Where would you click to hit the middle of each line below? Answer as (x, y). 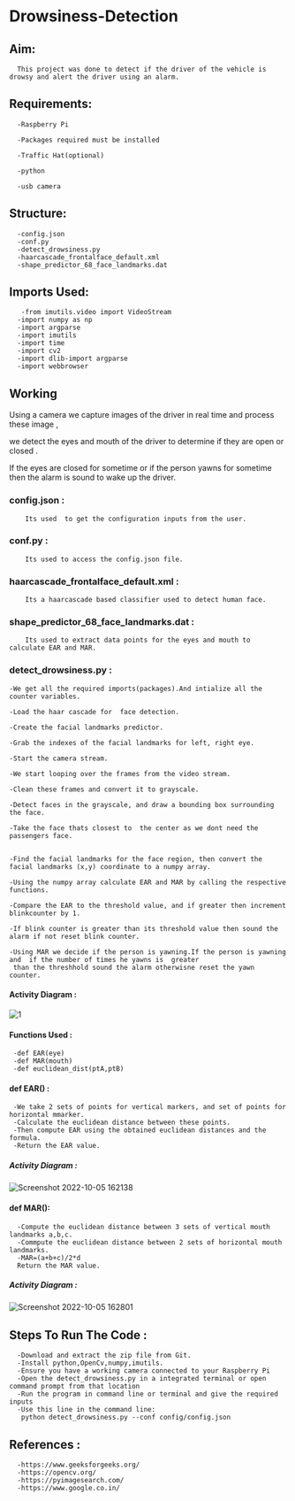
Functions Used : (41, 1035)
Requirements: (51, 104)
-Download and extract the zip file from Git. (104, 1356)
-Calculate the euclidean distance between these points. (122, 1123)
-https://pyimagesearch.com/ (71, 1481)
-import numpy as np (55, 320)
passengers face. (41, 835)
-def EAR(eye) (39, 1054)
